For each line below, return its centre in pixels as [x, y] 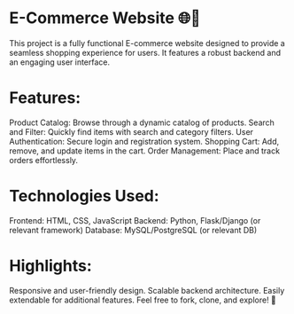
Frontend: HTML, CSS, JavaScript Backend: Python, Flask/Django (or [135, 220]
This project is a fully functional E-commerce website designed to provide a [147, 43]
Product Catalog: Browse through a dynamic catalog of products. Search [142, 122]
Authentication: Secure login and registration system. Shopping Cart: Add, [144, 141]
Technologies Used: [84, 196]
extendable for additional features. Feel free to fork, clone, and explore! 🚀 [143, 300]
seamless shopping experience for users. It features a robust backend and [145, 52]
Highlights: [51, 266]
